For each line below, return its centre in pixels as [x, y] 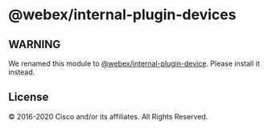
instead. [22, 72]
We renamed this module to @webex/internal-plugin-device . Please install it [134, 63]
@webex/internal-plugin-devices [122, 15]
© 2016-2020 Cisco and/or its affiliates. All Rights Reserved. [108, 116]
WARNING [35, 44]
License [29, 97]
